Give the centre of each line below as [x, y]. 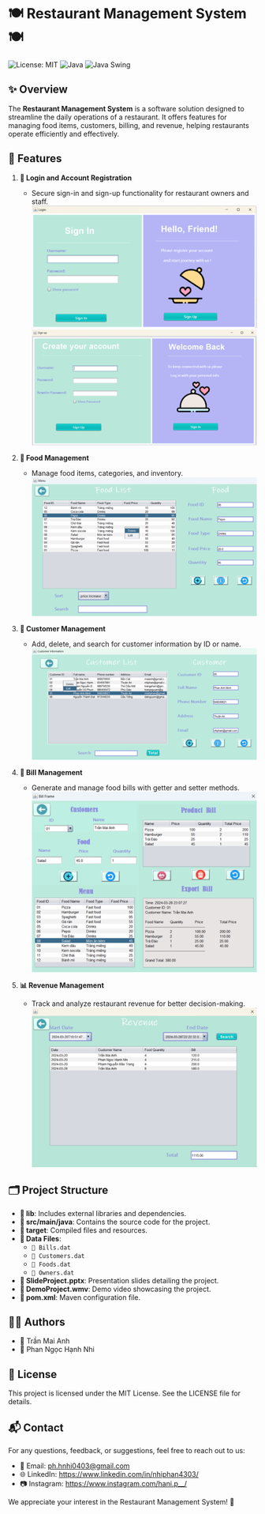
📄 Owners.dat [53, 1273]
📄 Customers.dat [58, 1256]
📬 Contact [36, 1427]
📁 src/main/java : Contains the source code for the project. [115, 1222]
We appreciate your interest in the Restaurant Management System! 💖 [121, 1501]
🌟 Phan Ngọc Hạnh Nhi [57, 1350]
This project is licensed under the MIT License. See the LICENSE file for [125, 1393]
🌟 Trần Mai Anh [45, 1341]
